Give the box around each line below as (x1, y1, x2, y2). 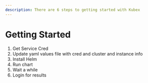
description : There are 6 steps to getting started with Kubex (5, 7, 140, 12)
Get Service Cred (12, 45, 49, 51)
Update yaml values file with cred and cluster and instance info (12, 50, 143, 56)
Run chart (12, 61, 33, 67)
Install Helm (12, 56, 37, 62)
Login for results (12, 72, 47, 78)
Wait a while (12, 66, 38, 72)
